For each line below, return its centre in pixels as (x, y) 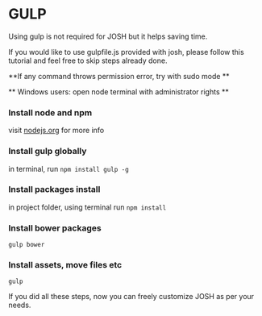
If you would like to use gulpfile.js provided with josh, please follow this (126, 52)
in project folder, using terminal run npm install (87, 207)
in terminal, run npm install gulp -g (69, 168)
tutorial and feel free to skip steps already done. (88, 60)
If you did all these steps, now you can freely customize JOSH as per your (131, 297)
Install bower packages (55, 228)
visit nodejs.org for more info (56, 131)
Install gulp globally (48, 152)
